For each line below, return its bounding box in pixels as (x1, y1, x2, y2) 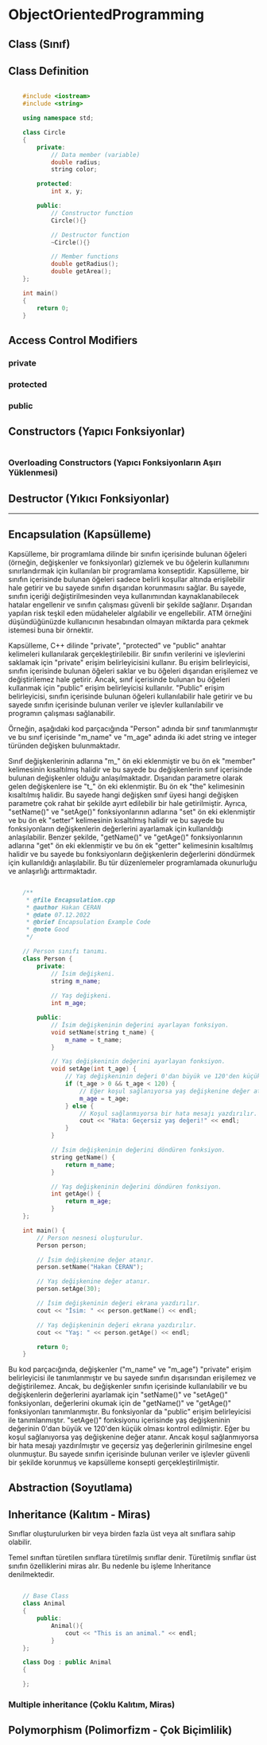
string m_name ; (50, 977, 102, 985)
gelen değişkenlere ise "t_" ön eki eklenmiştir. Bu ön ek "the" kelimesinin (8, 781, 245, 791)
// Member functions (50, 252, 119, 260)
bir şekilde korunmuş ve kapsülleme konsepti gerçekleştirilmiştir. (8, 1457, 220, 1467)
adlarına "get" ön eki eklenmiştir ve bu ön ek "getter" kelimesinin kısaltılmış (8, 840, 253, 850)
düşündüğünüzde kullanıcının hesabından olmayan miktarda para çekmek (8, 616, 249, 626)
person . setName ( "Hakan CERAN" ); (37, 1263, 145, 1271)
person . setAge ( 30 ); (37, 1285, 102, 1293)
